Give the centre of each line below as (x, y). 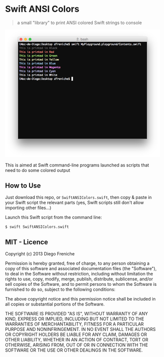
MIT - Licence (27, 242)
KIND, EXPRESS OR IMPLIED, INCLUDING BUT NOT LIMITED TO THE (75, 319)
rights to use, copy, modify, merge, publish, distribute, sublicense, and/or (79, 279)
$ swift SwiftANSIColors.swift (37, 227)
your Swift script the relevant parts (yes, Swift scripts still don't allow (74, 203)
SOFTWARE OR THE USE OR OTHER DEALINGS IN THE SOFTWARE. (74, 350)
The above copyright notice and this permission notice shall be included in (80, 299)
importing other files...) (28, 208)
